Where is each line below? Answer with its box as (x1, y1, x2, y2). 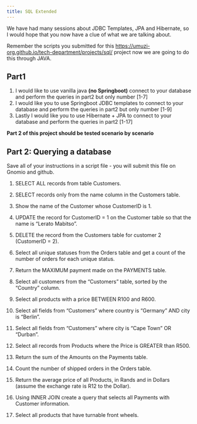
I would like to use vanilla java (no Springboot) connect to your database (15, 87, 192, 94)
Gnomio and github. (6, 168, 55, 176)
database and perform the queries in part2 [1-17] (15, 118, 133, 125)
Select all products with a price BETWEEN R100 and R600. (15, 296, 156, 303)
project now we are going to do (114, 48, 189, 56)
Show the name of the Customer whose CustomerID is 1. (15, 203, 152, 210)
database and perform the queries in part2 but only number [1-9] (15, 106, 172, 113)
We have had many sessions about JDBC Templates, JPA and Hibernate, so (6, 25, 189, 32)
